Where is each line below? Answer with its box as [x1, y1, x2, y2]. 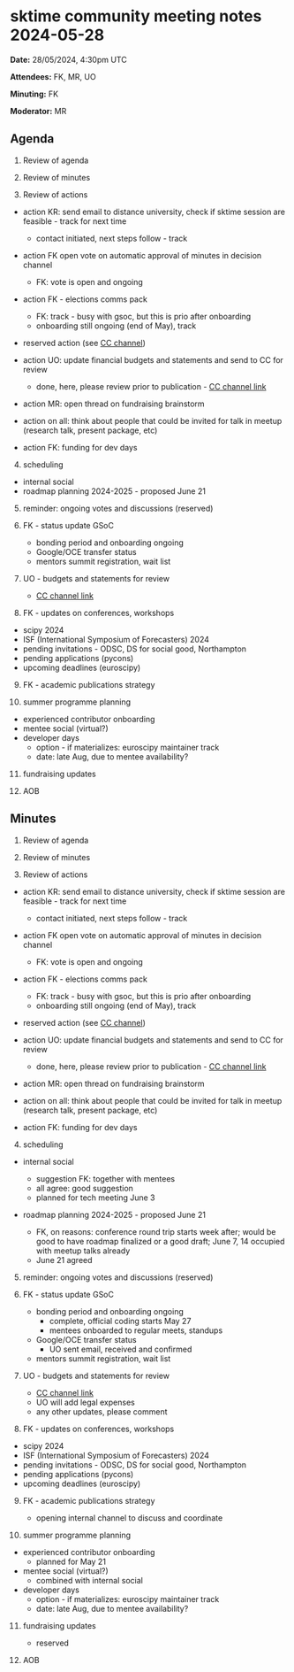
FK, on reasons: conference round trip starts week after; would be [35, 1226, 276, 1237]
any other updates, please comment [35, 1406, 168, 1417]
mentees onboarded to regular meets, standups [49, 1325, 223, 1336]
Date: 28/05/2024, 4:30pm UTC [10, 54, 127, 65]
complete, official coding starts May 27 [49, 1315, 192, 1326]
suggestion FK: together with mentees [35, 1173, 176, 1183]
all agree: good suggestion [35, 1183, 133, 1193]
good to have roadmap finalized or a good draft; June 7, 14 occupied [35, 1236, 285, 1246]
